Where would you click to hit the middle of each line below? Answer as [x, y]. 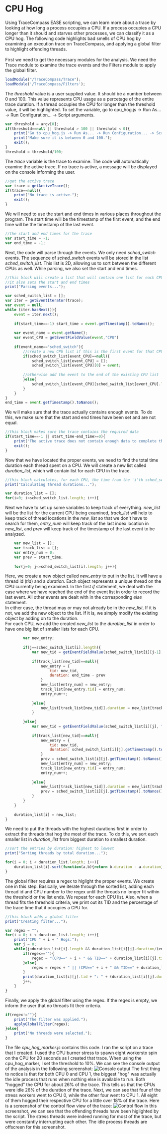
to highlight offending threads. [36, 49]
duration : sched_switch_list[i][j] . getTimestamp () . [104, 750]
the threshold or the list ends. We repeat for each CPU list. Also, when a [79, 897]
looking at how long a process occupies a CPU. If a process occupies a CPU [83, 27]
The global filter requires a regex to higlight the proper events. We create [80, 881]
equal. [12, 423]
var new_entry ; [39, 638]
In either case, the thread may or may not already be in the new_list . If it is [81, 608]
